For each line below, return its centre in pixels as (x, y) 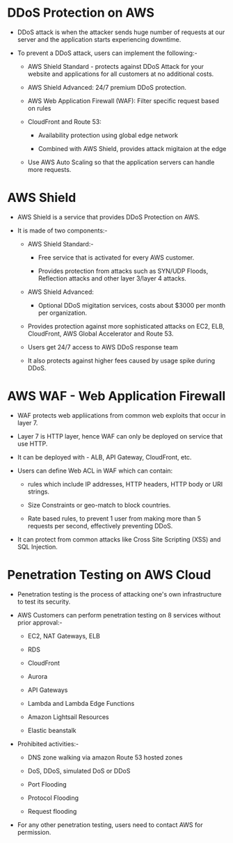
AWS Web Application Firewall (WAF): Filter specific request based (123, 101)
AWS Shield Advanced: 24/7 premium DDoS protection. (107, 87)
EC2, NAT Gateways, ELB (64, 636)
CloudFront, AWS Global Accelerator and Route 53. (101, 333)
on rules (39, 108)
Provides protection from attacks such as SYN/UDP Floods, (123, 271)
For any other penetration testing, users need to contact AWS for (110, 825)
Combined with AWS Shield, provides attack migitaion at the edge (132, 148)
